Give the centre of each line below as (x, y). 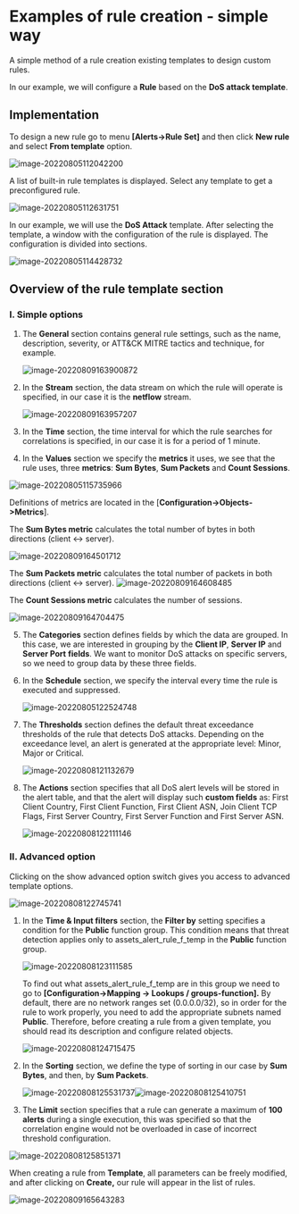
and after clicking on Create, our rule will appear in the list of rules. (133, 1182)
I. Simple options (46, 314)
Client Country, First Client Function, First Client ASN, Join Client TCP (149, 807)
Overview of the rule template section (116, 289)
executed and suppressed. (71, 691)
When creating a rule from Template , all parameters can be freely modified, (149, 1173)
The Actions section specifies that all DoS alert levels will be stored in (150, 788)
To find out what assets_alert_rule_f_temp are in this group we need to (151, 984)
